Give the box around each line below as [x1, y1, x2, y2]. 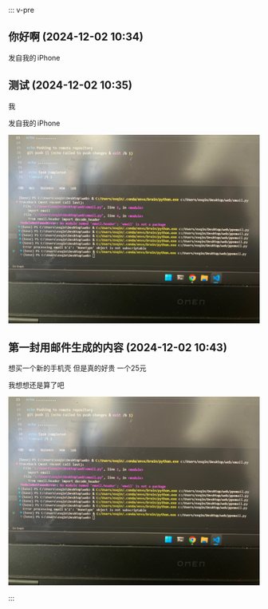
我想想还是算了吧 [8, 381, 65, 390]
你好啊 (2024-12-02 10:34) [8, 30, 144, 44]
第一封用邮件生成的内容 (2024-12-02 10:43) [8, 341, 227, 354]
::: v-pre [8, 6, 34, 14]
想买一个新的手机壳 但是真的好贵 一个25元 [8, 363, 147, 373]
